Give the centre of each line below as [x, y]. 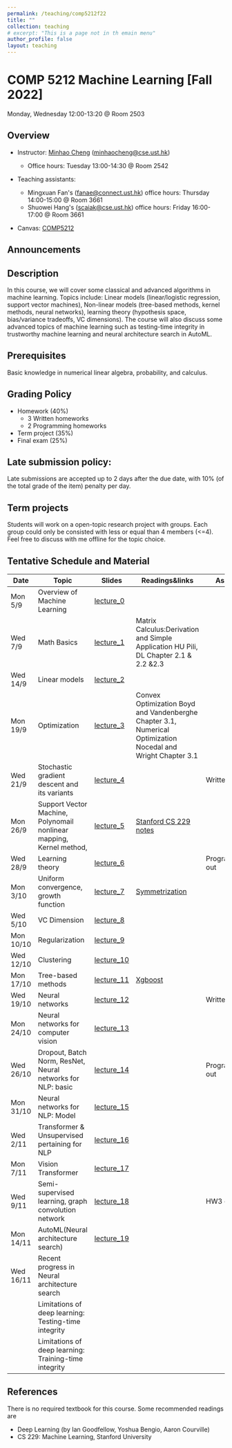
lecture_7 [109, 892]
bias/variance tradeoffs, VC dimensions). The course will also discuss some [115, 319]
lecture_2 [109, 680]
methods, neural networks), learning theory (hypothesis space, [97, 311]
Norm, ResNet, [61, 1061]
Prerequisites [37, 356]
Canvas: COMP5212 [46, 228]
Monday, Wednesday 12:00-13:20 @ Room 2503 [76, 114]
